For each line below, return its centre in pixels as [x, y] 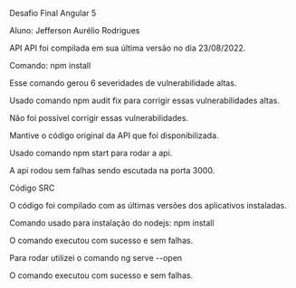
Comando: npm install [50, 65]
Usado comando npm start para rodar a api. [91, 153]
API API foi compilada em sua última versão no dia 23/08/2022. [128, 48]
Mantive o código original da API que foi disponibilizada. [114, 135]
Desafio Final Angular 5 [53, 13]
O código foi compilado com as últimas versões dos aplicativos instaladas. [148, 205]
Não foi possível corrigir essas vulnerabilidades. [99, 118]
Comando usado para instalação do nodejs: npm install [112, 223]
